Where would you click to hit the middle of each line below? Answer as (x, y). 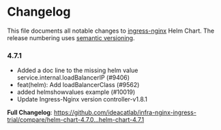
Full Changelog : (30, 112)
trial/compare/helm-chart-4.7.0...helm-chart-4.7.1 (76, 120)
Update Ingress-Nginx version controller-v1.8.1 (82, 99)
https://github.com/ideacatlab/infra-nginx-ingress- (125, 112)
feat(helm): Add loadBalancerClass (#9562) (78, 85)
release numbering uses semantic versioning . (71, 37)
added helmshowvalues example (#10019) (76, 92)
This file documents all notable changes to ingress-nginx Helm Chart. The (111, 31)
